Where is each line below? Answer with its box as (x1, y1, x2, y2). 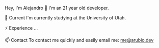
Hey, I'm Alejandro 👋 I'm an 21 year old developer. (5, 5, 109, 11)
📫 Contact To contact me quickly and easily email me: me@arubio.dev (5, 37, 154, 43)
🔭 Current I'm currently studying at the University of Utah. (5, 15, 126, 20)
